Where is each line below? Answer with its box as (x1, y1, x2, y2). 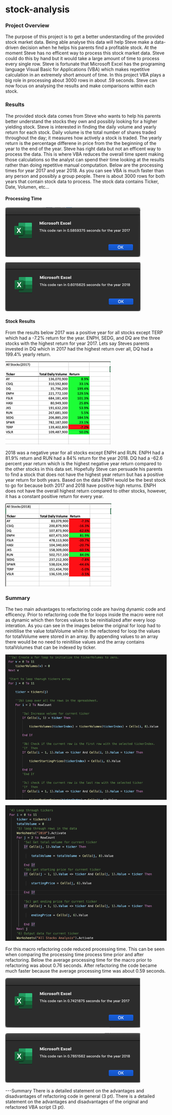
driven (5, 45, 19, 51)
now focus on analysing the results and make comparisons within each (5, 83, 155, 89)
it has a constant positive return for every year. (5, 493, 104, 500)
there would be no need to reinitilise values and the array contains (5, 639, 145, 645)
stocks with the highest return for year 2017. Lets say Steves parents (5, 340, 149, 346)
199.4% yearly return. (5, 351, 51, 358)
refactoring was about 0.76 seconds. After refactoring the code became (5, 962, 157, 968)
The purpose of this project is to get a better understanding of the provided (5, 33, 164, 40)
